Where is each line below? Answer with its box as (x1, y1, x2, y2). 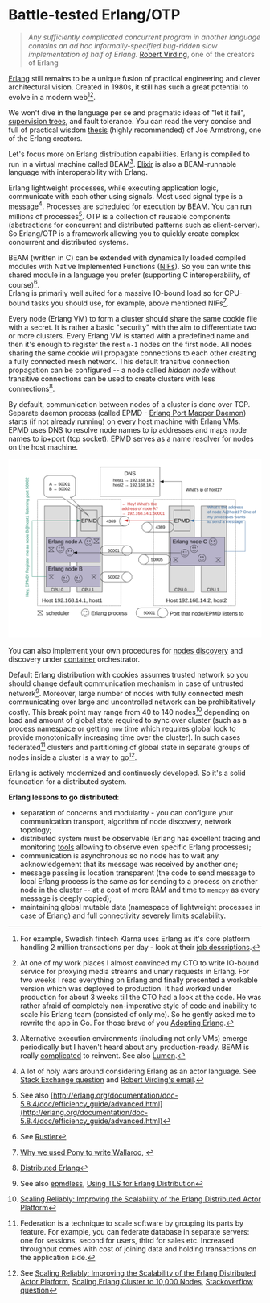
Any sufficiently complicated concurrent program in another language (27, 32, 261, 42)
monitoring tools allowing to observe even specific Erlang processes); (19, 842, 252, 852)
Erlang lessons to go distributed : (8, 792, 120, 802)
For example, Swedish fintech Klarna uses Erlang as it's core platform (19, 933, 251, 944)
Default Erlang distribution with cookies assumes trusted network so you (8, 670, 249, 679)
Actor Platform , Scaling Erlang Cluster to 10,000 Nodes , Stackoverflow (19, 1276, 253, 1286)
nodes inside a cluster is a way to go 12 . (8, 751, 137, 762)
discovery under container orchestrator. (8, 654, 141, 664)
